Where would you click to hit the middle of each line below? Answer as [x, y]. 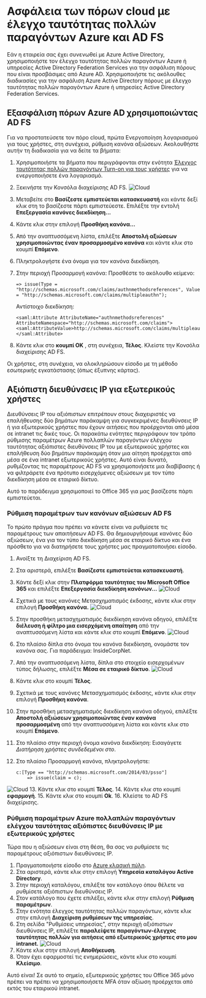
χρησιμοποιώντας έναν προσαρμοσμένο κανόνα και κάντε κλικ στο [104, 242]
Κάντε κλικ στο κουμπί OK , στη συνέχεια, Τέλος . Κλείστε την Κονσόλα [108, 345]
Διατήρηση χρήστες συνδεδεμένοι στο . [66, 749]
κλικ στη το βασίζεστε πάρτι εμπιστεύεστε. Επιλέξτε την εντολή [97, 206]
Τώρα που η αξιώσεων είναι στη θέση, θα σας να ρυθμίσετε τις [88, 847]
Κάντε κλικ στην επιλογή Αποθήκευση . [66, 950]
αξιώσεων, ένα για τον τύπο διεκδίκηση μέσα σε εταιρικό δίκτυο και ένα [99, 540]
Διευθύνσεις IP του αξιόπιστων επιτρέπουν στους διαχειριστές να [91, 414]
